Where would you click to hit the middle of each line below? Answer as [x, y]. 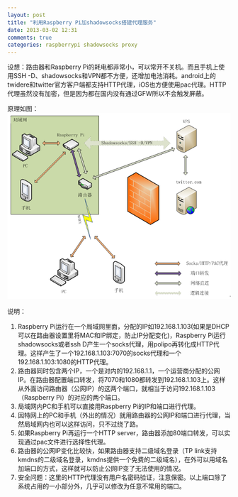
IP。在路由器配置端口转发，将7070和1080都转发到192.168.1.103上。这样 [121, 380]
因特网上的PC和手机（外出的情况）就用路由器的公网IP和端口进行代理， [121, 415]
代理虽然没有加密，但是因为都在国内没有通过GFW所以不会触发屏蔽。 [108, 94]
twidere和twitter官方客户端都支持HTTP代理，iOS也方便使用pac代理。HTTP [117, 84]
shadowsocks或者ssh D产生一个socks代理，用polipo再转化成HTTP [115, 344]
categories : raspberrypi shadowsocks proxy [73, 45]
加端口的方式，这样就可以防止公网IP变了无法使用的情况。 [101, 469]
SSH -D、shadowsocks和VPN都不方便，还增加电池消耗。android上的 [114, 76]
